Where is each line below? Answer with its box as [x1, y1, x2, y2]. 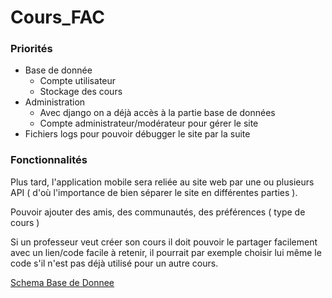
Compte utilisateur [39, 75, 117, 87]
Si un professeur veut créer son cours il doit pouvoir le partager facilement [10, 236, 318, 248]
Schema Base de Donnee [10, 276, 115, 288]
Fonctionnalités [10, 153, 88, 167]
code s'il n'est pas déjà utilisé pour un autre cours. [10, 257, 219, 269]
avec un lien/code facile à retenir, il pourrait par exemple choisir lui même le [10, 246, 322, 258]
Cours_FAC [10, 6, 106, 29]
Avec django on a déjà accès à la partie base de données [39, 107, 276, 119]
